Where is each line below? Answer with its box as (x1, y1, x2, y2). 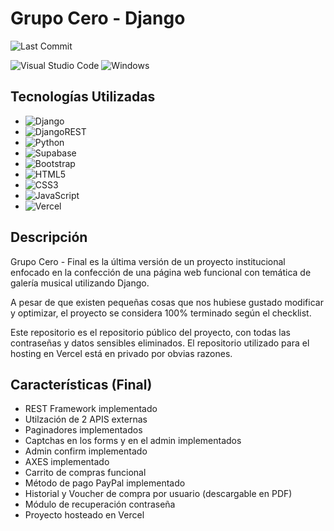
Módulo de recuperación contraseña (24, 498, 176, 511)
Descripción (10, 229, 88, 246)
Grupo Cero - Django (10, 7, 186, 30)
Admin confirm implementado (24, 445, 148, 457)
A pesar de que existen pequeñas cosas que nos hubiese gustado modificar (10, 296, 324, 308)
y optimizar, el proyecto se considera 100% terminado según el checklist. (10, 307, 312, 319)
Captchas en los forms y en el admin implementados (24, 435, 242, 447)
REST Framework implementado (24, 403, 158, 415)
